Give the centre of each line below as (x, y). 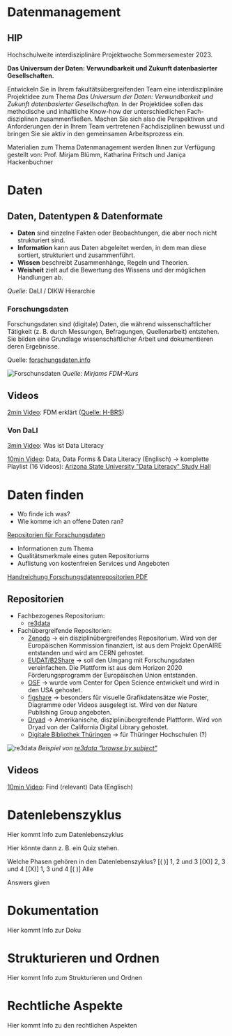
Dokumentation (53, 911)
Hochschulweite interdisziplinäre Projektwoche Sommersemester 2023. (110, 54)
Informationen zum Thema (55, 548)
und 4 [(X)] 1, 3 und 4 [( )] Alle (51, 869)
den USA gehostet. (55, 690)
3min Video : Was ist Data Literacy (56, 446)
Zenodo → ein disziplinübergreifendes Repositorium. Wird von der (122, 638)
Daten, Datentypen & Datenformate (85, 216)
